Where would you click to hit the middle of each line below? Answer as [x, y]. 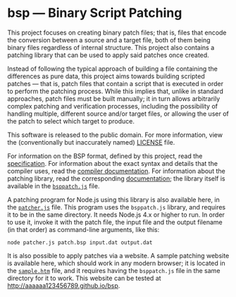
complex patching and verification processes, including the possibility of [113, 106]
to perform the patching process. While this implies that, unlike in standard [116, 91]
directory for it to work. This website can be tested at [84, 278]
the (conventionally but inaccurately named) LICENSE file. [91, 142]
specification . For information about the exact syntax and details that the [113, 163]
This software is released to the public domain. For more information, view [115, 135]
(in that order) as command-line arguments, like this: [83, 229]
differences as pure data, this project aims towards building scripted [106, 76]
